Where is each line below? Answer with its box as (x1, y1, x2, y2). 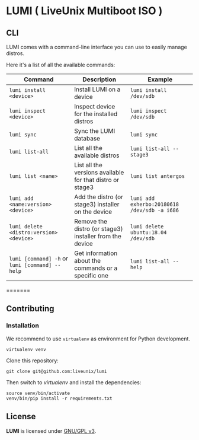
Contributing (6, 304, 54, 314)
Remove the (73, 218, 108, 225)
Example (147, 75, 173, 84)
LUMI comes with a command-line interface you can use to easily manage (6, 43, 188, 50)
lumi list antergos (130, 173, 185, 179)
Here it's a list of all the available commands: (6, 61, 115, 68)
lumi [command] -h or (9, 254, 69, 262)
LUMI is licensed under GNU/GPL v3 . (6, 427, 97, 434)
